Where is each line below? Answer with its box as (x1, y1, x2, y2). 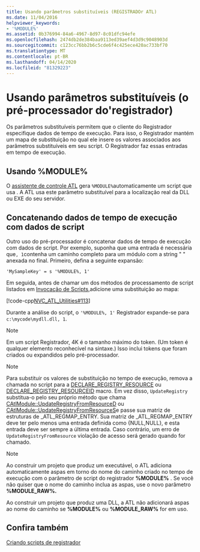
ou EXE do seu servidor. (6, 195, 66, 202)
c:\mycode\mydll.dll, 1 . (6, 315, 67, 322)
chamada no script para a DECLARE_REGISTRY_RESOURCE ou (6, 381, 162, 388)
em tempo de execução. (6, 149, 66, 156)
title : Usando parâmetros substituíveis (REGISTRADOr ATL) (6, 8, 157, 15)
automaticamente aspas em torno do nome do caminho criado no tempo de (6, 468, 193, 475)
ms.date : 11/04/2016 (6, 14, 58, 20)
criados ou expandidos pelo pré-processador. (6, 351, 120, 358)
